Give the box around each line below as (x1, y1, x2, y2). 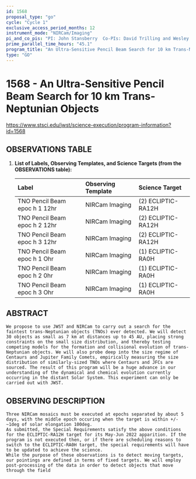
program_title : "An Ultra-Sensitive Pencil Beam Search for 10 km (6, 47, 171, 53)
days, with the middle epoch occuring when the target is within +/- (6, 416, 179, 422)
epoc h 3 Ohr (17, 289, 54, 297)
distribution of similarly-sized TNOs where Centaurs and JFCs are (6, 360, 174, 366)
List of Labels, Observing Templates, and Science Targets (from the (14, 160, 182, 167)
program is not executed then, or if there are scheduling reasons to (6, 437, 181, 443)
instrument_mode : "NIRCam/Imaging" (6, 30, 93, 36)
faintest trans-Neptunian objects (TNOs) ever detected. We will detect (6, 329, 187, 335)
